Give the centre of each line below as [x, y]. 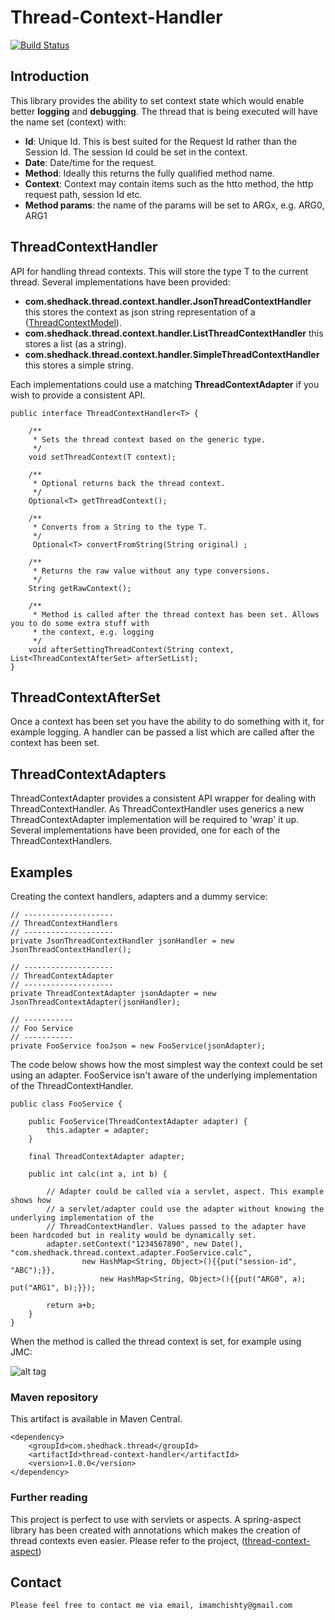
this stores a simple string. [79, 365]
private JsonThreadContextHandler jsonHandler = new [122, 941]
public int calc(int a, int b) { [98, 1174]
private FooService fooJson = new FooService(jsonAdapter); [138, 1046]
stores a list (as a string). [75, 343]
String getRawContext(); [80, 588]
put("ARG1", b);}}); [53, 1288]
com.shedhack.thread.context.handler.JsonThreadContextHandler [168, 301]
